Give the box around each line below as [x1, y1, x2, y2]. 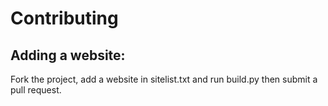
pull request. [10, 84, 62, 96]
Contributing [10, 7, 119, 30]
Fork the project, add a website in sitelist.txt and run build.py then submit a [10, 73, 318, 85]
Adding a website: [10, 47, 126, 64]
